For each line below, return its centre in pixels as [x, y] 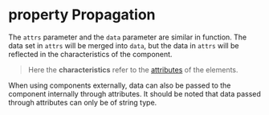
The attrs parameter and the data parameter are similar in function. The [128, 37]
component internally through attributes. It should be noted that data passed [134, 93]
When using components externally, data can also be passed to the [120, 85]
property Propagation [82, 15]
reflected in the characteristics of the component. [90, 54]
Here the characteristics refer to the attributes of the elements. [133, 69]
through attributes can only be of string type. [83, 102]
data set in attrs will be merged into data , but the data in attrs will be [124, 45]
